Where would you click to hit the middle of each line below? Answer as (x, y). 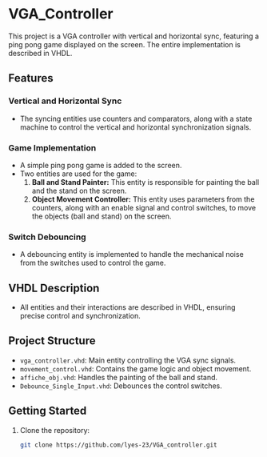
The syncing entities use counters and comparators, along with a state (136, 118)
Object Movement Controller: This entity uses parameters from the (143, 199)
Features (31, 78)
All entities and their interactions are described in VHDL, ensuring (128, 307)
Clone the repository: (55, 430)
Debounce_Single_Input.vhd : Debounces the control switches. (121, 386)
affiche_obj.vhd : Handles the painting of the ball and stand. (119, 377)
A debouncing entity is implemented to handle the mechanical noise (132, 255)
